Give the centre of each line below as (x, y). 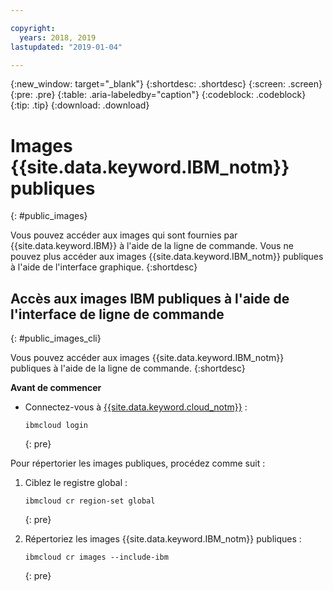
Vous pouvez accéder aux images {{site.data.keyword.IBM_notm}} (147, 358)
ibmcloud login (56, 426)
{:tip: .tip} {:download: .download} (80, 105)
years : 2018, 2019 (58, 37)
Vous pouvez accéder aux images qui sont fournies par (124, 235)
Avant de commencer (56, 388)
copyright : (33, 28)
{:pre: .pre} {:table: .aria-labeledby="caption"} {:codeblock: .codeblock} (158, 95)
